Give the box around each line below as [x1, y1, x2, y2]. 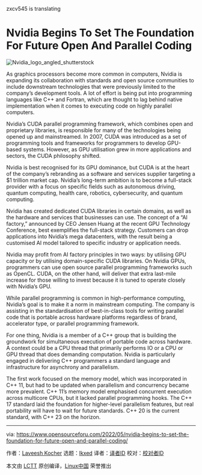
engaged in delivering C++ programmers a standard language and [6, 357, 170, 364]
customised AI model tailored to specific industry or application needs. [6, 239, 182, 246]
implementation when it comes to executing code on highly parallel [6, 102, 173, 109]
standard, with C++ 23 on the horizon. [6, 413, 101, 420]
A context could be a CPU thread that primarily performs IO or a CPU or [6, 344, 183, 351]
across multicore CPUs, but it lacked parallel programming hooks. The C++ [6, 394, 192, 401]
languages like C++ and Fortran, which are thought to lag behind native [6, 95, 183, 103]
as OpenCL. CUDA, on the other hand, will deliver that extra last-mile [6, 270, 176, 277]
